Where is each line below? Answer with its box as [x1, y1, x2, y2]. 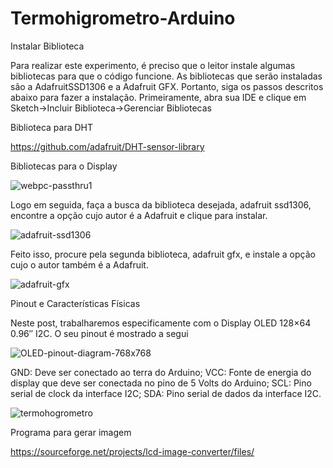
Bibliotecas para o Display [10, 160, 118, 172]
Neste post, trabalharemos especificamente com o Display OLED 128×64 [10, 317, 312, 329]
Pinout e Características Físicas [10, 297, 141, 309]
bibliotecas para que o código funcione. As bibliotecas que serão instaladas [10, 70, 323, 82]
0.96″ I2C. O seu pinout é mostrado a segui [10, 327, 189, 339]
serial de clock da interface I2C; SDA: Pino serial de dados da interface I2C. [10, 387, 322, 399]
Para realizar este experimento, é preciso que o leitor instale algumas [10, 59, 296, 71]
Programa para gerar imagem [10, 426, 132, 438]
